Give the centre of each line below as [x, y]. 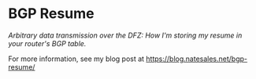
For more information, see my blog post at [76, 59]
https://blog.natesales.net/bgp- [197, 59]
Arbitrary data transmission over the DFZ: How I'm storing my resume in [125, 35]
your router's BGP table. [47, 43]
